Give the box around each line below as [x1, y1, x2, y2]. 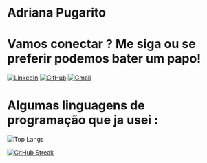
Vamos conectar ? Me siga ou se [7, 36, 196, 52]
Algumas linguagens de [7, 98, 146, 113]
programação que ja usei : [7, 112, 159, 128]
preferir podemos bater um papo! [7, 51, 201, 67]
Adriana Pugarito [7, 5, 107, 21]
